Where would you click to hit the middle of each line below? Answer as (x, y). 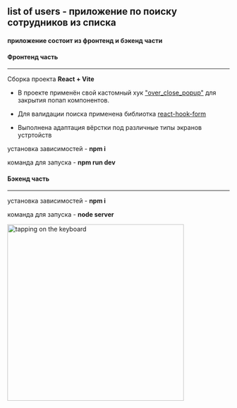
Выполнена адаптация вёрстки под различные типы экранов (110, 128)
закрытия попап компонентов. (63, 100)
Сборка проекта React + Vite (51, 79)
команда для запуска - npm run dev (61, 162)
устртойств (35, 135)
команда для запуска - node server (61, 215)
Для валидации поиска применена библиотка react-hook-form (112, 114)
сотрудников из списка (62, 23)
